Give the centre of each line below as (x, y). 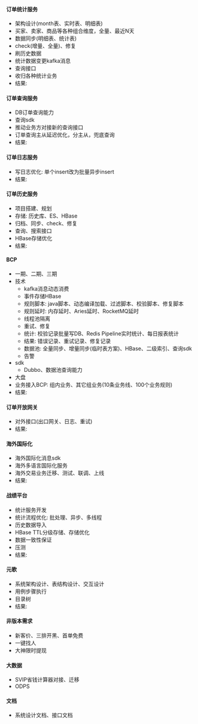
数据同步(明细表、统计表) (46, 38)
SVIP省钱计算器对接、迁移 (47, 680)
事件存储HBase (42, 297)
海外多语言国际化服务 (41, 466)
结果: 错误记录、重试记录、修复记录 (67, 341)
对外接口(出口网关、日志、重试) (54, 421)
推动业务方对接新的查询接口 (49, 127)
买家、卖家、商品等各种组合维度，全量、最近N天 (74, 31)
